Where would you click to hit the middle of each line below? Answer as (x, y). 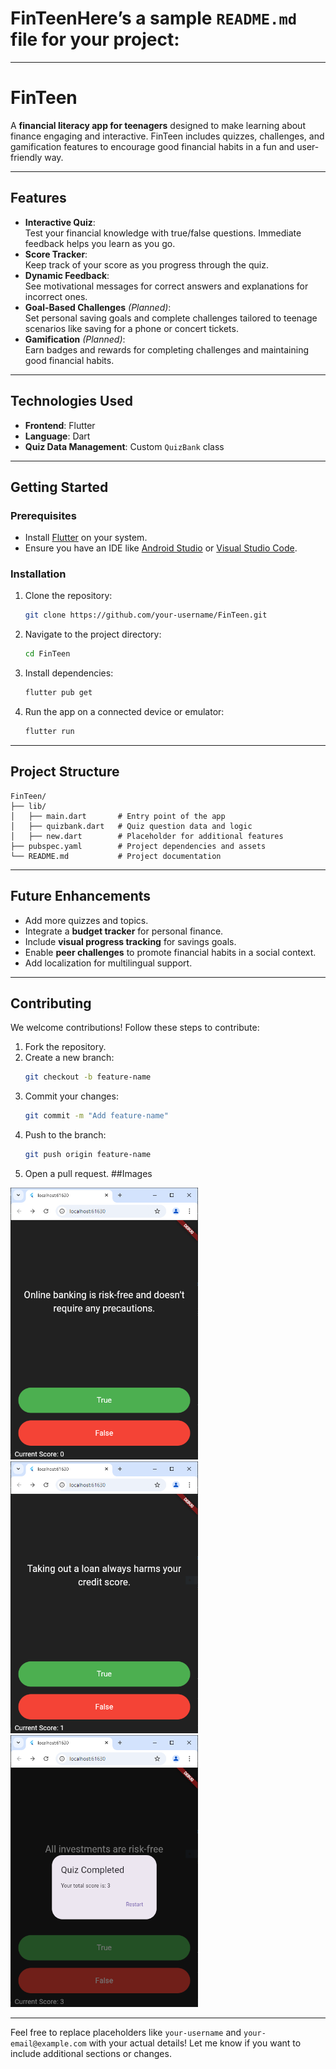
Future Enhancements (81, 896)
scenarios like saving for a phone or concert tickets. (131, 328)
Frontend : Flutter (60, 425)
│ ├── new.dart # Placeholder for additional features (147, 836)
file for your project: (95, 39)
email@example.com (48, 2044)
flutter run (49, 732)
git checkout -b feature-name (88, 1077)
